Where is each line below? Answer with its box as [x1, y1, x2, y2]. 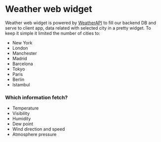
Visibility [12, 110, 30, 116]
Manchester [12, 50, 37, 56]
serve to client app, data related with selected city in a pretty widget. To [5, 25, 152, 31]
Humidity [12, 116, 31, 122]
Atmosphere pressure [12, 132, 57, 138]
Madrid [12, 55, 27, 61]
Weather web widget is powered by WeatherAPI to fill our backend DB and [5, 20, 157, 26]
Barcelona [12, 61, 33, 67]
